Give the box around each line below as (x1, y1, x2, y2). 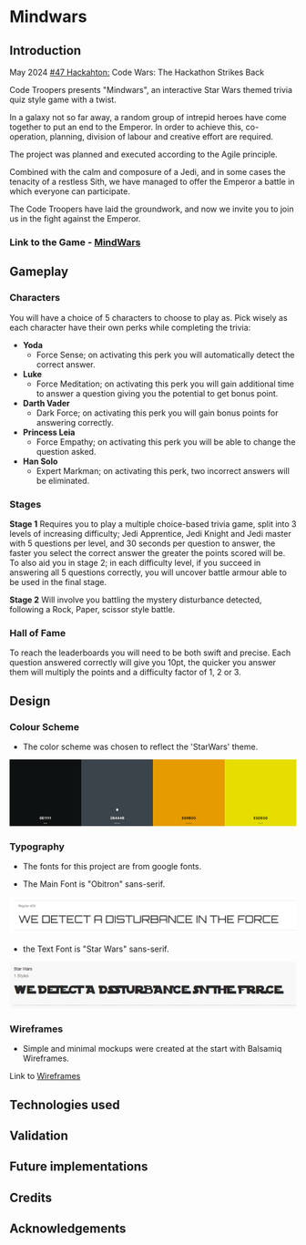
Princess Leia (22, 427, 76, 437)
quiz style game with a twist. (9, 94, 117, 105)
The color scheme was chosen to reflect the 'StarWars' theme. (22, 741, 259, 752)
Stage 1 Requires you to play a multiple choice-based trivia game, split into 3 (9, 518, 297, 530)
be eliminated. (36, 475, 90, 486)
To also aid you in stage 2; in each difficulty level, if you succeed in (9, 557, 261, 568)
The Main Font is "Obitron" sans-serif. (22, 879, 166, 890)
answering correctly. (36, 417, 114, 427)
